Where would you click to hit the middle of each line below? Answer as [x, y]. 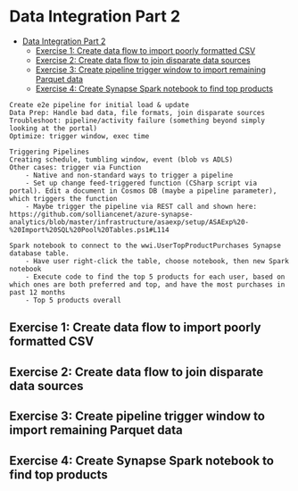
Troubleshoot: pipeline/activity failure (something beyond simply [137, 121]
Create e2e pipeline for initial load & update [99, 104]
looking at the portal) [54, 128]
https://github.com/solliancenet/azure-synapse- [101, 214]
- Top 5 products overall [74, 300]
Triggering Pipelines [50, 152]
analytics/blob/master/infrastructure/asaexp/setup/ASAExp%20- [129, 222]
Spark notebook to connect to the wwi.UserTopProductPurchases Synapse [145, 245]
